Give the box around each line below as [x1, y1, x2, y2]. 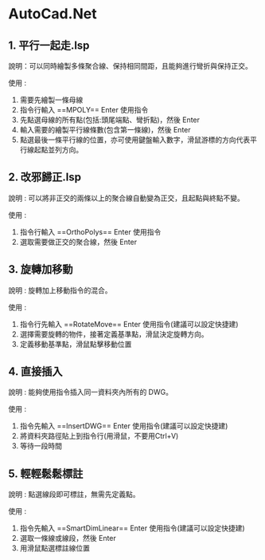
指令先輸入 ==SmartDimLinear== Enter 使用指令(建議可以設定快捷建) [19, 523, 245, 533]
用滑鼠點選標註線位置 [19, 543, 90, 553]
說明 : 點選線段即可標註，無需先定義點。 [8, 490, 140, 499]
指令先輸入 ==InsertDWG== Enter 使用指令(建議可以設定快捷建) [19, 421, 228, 431]
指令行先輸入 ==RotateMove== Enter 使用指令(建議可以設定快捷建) [19, 319, 239, 329]
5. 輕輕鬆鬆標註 [8, 467, 84, 480]
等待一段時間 [19, 441, 62, 451]
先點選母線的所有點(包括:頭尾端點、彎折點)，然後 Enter [19, 115, 201, 124]
